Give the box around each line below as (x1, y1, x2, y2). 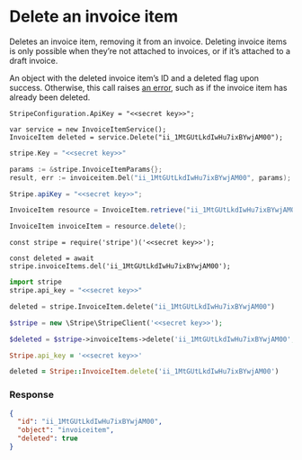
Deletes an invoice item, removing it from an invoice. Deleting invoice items (9, 36, 288, 47)
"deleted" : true (17, 434, 78, 443)
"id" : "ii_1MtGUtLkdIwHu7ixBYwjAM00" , (17, 417, 164, 427)
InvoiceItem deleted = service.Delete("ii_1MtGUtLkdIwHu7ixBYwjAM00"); (9, 132, 283, 141)
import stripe (9, 277, 63, 287)
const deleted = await (9, 254, 94, 263)
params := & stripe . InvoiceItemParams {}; (9, 165, 164, 174)
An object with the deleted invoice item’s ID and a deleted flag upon (9, 72, 259, 83)
